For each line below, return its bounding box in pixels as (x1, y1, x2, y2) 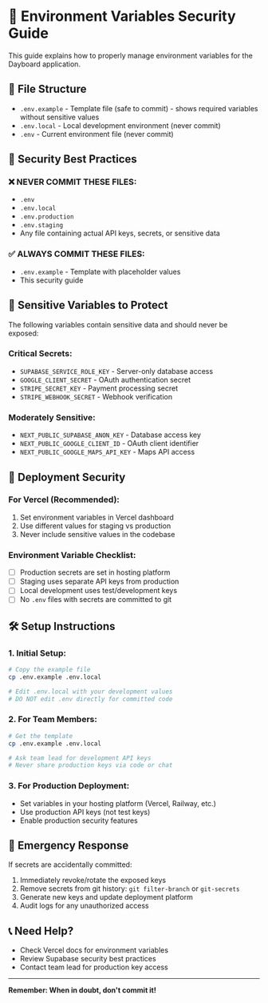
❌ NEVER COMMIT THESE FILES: (8, 176, 137, 187)
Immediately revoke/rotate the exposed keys (19, 876, 166, 885)
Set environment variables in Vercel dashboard (19, 512, 174, 522)
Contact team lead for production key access (19, 962, 169, 972)
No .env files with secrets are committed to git (19, 595, 172, 604)
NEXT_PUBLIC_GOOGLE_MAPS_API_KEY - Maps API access (19, 447, 195, 457)
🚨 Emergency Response (8, 839, 129, 853)
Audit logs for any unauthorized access (19, 901, 149, 911)
